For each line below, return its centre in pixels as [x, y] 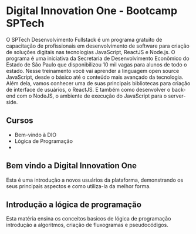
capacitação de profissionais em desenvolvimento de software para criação [98, 46]
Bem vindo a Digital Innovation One [71, 166]
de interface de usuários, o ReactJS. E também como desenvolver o [88, 89]
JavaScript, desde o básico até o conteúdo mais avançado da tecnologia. [95, 77]
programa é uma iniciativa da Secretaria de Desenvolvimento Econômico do [98, 58]
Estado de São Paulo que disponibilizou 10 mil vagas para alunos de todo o [97, 64]
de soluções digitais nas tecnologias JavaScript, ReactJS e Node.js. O [91, 52]
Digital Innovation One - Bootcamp [92, 11]
